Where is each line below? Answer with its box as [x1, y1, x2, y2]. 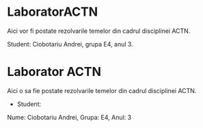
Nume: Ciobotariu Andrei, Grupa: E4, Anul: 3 [7, 113, 132, 121]
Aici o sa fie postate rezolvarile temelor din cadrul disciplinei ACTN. [7, 86, 197, 94]
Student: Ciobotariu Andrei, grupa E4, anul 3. [7, 40, 133, 48]
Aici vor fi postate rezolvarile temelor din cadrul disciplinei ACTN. [7, 27, 191, 35]
